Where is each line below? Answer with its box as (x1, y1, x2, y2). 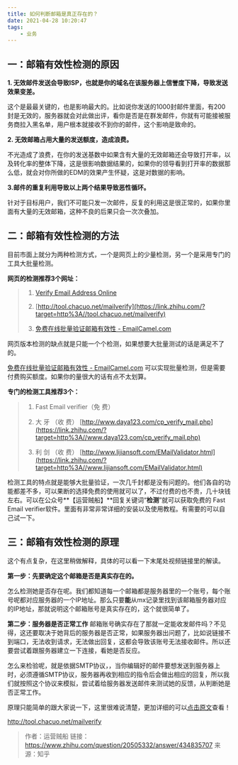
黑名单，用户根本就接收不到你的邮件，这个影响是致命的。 (31, 120, 200, 129)
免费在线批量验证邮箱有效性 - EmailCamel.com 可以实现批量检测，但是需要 (7, 363, 226, 371)
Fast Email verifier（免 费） (35, 402, 115, 411)
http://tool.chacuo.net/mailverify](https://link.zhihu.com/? (38, 302, 205, 310)
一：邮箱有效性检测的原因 (7, 58, 119, 70)
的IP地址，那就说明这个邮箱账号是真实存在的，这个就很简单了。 (7, 604, 193, 613)
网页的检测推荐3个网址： (7, 274, 80, 283)
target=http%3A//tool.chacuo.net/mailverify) (35, 310, 166, 318)
